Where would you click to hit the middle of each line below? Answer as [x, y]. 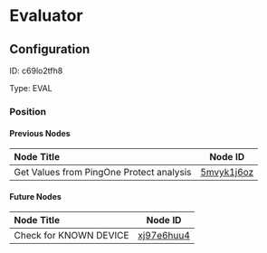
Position [28, 111]
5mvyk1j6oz [227, 173]
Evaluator [46, 16]
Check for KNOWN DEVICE [72, 236]
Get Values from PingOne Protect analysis [103, 173]
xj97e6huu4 [164, 236]
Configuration [50, 49]
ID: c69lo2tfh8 [36, 70]
